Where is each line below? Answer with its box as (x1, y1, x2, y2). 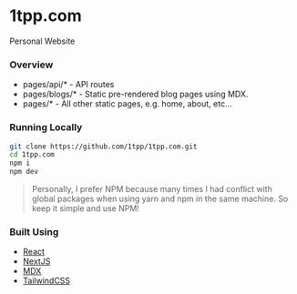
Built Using (9, 225, 59, 238)
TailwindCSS (22, 275, 71, 287)
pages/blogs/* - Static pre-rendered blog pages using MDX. (22, 88, 249, 100)
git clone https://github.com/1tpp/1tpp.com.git (9, 142, 198, 151)
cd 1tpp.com (9, 150, 55, 159)
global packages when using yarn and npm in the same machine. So (31, 193, 289, 205)
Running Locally (9, 121, 83, 134)
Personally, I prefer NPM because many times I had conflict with (31, 184, 273, 195)
